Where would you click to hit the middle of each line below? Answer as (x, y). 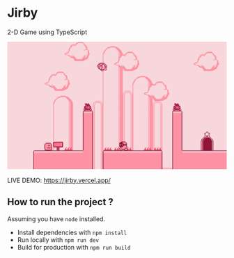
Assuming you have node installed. (56, 219)
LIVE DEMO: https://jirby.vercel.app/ (59, 180)
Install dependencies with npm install (72, 232)
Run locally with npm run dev (58, 240)
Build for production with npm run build (74, 247)
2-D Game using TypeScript (47, 32)
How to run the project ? (60, 202)
